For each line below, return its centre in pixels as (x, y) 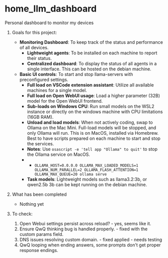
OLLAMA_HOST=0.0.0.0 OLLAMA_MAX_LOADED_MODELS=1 (87, 165)
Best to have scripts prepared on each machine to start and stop (94, 138)
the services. (40, 143)
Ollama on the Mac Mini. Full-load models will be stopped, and (92, 127)
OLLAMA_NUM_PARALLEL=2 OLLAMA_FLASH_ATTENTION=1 (87, 170)
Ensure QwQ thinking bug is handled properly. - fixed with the (83, 229)
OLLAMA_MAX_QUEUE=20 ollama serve (71, 174)
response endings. (39, 250)
